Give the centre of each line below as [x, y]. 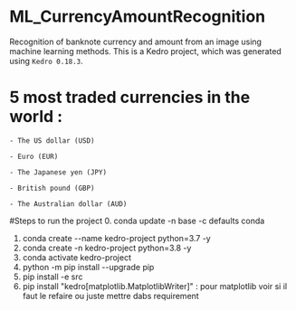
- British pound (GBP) [52, 188]
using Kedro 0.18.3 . [46, 61]
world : [36, 117]
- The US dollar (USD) [52, 141]
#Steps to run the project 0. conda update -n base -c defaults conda [137, 221]
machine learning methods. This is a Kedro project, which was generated [146, 51]
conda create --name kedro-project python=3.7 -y [116, 238]
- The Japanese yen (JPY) [58, 172]
